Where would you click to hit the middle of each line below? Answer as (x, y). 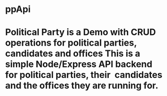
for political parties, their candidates (84, 75)
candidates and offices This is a (73, 54)
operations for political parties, (71, 43)
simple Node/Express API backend (79, 64)
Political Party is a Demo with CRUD (81, 32)
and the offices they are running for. (82, 86)
